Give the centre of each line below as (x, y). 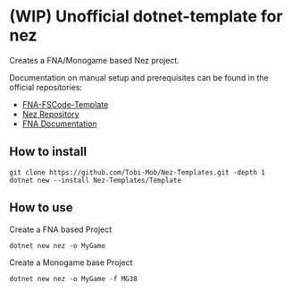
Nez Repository (50, 114)
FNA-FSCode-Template (65, 104)
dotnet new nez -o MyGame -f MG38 (74, 279)
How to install (48, 152)
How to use (41, 208)
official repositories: (46, 87)
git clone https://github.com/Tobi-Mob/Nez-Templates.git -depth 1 (138, 172)
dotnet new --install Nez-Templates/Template (95, 180)
